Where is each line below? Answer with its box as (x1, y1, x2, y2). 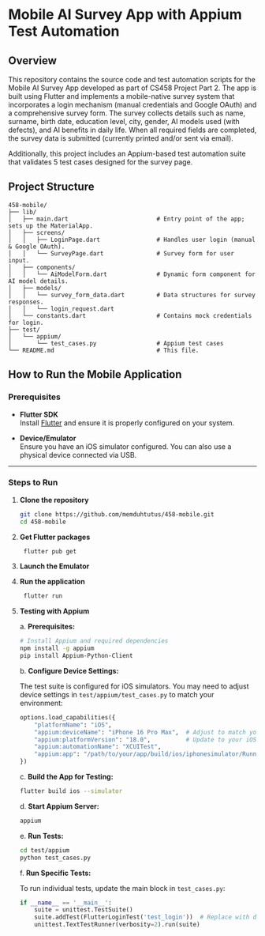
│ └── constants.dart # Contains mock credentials (8, 311, 252, 319)
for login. (8, 319, 44, 326)
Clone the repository (19, 495, 89, 504)
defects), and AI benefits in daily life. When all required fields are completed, (8, 125, 257, 134)
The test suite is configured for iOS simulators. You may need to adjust (19, 681, 250, 691)
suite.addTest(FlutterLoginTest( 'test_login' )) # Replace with (34, 913, 250, 922)
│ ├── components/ (8, 263, 77, 271)
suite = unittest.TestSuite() (34, 906, 133, 914)
